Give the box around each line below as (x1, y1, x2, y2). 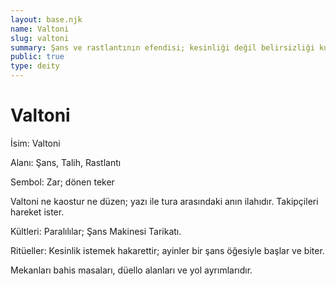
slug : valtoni (10, 33, 70, 43)
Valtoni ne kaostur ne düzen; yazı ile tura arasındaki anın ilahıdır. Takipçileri (10, 195, 319, 207)
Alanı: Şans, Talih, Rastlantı (10, 156, 122, 168)
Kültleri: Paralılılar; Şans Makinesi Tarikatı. (10, 225, 182, 237)
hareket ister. (10, 206, 65, 218)
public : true (10, 52, 65, 62)
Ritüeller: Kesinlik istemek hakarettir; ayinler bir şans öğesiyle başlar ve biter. (10, 244, 325, 256)
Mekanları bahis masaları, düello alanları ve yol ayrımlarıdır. (10, 264, 253, 276)
